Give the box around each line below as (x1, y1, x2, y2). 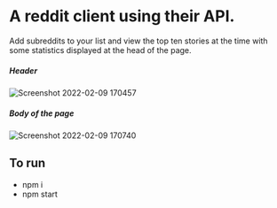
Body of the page (9, 108, 75, 119)
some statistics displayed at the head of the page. (9, 44, 193, 55)
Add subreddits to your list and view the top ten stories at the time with (9, 35, 268, 46)
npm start (21, 189, 58, 199)
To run (9, 156, 46, 171)
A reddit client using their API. (9, 6, 235, 27)
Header (9, 65, 38, 76)
